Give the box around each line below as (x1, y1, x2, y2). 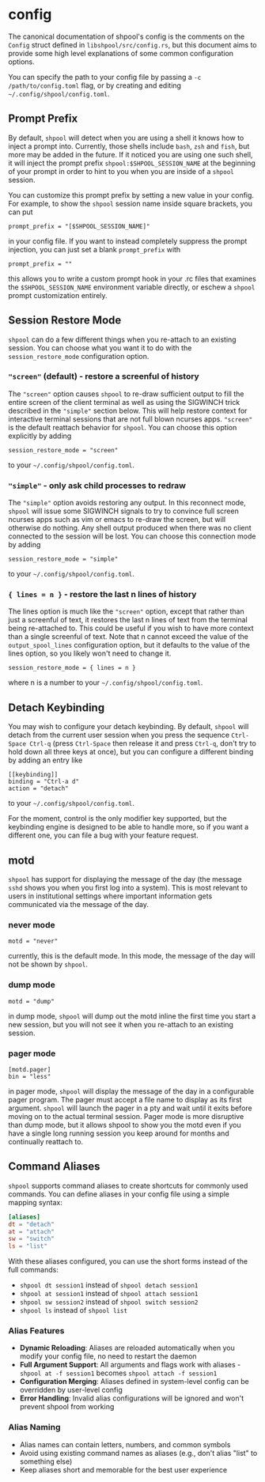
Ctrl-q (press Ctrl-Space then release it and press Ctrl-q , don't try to (28, 739, 257, 748)
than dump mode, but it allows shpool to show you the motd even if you (8, 1120, 241, 1129)
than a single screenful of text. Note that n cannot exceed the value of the (8, 632, 249, 641)
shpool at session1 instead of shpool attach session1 (19, 1289, 199, 1299)
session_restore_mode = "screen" (8, 446, 119, 454)
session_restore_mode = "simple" (8, 555, 119, 563)
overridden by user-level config (19, 1386, 123, 1395)
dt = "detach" (8, 1220, 55, 1228)
